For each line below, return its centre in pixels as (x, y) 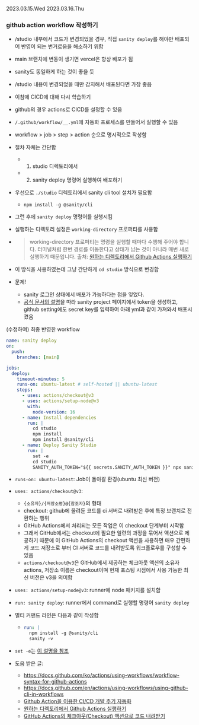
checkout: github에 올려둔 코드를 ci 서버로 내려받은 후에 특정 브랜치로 (105, 511)
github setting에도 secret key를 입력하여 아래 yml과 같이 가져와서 (100, 309)
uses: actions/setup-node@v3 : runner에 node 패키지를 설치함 (88, 590)
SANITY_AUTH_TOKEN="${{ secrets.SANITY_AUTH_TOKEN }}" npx (107, 467)
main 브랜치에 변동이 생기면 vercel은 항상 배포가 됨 (74, 59)
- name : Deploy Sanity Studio (59, 445)
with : (34, 406)
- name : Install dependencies (59, 418)
